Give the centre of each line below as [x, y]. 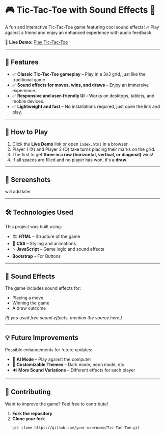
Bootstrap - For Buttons [36, 256]
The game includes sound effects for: [43, 288]
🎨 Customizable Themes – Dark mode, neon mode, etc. [69, 364]
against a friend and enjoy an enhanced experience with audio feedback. [79, 33]
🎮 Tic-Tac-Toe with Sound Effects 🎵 [81, 10]
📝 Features [22, 62]
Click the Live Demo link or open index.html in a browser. [70, 144]
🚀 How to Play [27, 132]
